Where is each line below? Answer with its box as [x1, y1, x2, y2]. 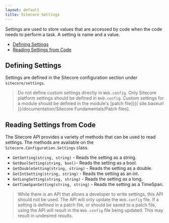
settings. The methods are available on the [5, 140, 94, 146]
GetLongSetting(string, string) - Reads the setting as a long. [12, 176, 143, 182]
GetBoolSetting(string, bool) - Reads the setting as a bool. [12, 160, 137, 166]
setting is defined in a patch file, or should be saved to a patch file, [17, 202, 156, 208]
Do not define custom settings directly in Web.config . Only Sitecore [17, 90, 157, 96]
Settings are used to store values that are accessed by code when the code [5, 26, 162, 32]
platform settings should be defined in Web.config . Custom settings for [17, 95, 164, 101]
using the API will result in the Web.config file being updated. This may [17, 207, 163, 213]
